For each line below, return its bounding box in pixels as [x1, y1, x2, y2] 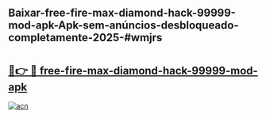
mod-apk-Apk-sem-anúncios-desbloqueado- [8, 19, 239, 32]
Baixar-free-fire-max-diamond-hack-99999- [8, 6, 237, 20]
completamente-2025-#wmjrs [8, 31, 163, 44]
